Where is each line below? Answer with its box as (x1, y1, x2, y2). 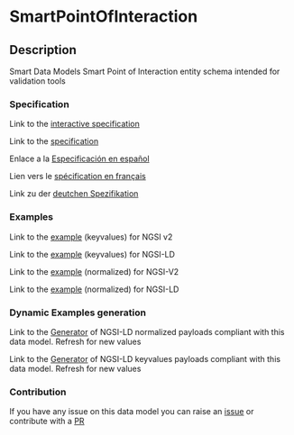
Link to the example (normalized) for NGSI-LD (9, 284, 179, 295)
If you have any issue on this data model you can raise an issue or (9, 406, 254, 417)
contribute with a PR (9, 416, 85, 427)
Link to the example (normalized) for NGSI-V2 (9, 266, 179, 276)
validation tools (9, 76, 66, 86)
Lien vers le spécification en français (9, 171, 146, 182)
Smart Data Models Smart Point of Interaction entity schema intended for (9, 66, 280, 77)
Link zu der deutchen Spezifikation (9, 188, 139, 199)
